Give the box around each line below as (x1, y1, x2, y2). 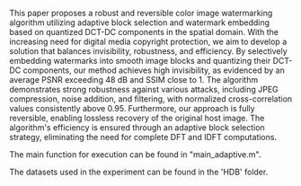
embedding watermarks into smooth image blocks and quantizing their (9, 56, 271, 66)
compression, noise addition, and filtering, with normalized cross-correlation (9, 93, 293, 104)
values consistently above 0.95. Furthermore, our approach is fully (9, 103, 255, 113)
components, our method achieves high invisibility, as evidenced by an (22, 65, 286, 75)
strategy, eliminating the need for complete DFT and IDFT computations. (9, 132, 277, 142)
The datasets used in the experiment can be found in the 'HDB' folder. (9, 166, 269, 177)
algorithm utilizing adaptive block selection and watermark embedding (9, 17, 270, 28)
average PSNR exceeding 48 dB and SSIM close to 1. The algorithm (9, 75, 259, 84)
